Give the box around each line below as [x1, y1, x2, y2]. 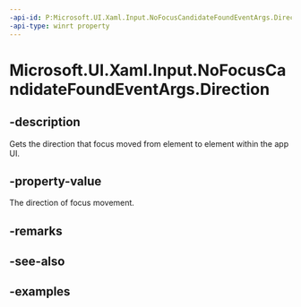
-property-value [9, 174, 102, 189]
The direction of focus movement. [9, 198, 134, 209]
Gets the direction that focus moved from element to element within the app [9, 138, 289, 149]
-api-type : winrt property [9, 21, 110, 30]
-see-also [9, 254, 65, 269]
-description [9, 115, 81, 130]
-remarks [9, 223, 63, 238]
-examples [9, 284, 71, 300]
